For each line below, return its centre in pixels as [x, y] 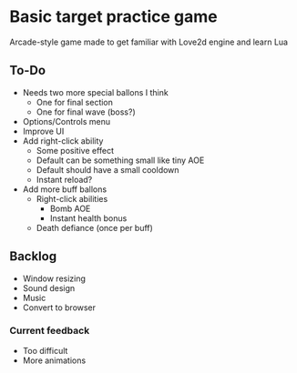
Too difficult [45, 350]
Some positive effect [75, 150]
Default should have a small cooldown [108, 169]
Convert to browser [59, 307]
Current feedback [50, 331]
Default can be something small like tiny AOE [120, 160]
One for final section [75, 102]
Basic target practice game [113, 17]
